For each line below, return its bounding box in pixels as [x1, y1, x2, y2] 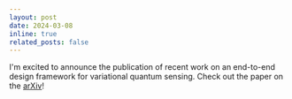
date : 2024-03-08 [9, 21, 73, 30]
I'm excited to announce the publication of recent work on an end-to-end [9, 62, 276, 72]
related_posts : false [9, 37, 89, 47]
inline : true [9, 29, 58, 38]
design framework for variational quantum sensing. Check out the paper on [9, 72, 284, 82]
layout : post [9, 12, 58, 22]
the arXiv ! [9, 80, 44, 91]
